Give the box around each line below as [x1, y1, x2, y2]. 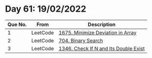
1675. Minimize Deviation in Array [58, 29, 137, 36]
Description [87, 21, 116, 28]
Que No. [7, 21, 27, 28]
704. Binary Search [58, 37, 103, 44]
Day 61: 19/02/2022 [5, 3, 87, 15]
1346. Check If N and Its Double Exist [58, 45, 145, 52]
